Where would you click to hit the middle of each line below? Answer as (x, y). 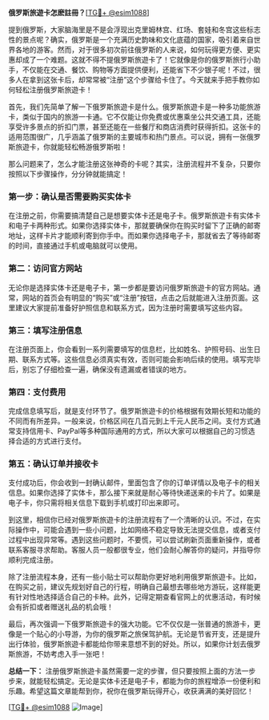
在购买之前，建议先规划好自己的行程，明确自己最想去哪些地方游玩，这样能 (131, 587)
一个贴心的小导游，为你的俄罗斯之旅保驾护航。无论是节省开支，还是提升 (141, 634)
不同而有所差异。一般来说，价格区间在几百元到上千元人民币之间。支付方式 (131, 421)
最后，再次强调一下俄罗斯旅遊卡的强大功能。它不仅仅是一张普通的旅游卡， (131, 624)
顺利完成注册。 (33, 560)
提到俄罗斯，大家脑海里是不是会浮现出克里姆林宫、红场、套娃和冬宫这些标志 (134, 30)
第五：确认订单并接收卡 (53, 464)
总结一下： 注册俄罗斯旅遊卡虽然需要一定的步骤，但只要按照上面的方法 (125, 671)
